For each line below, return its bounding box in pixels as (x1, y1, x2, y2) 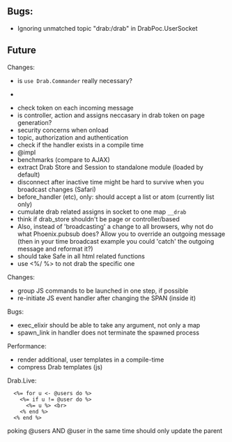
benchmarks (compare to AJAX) (17, 155, 110, 163)
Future (7, 45, 37, 57)
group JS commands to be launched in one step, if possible (17, 286, 189, 295)
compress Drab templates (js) (17, 362, 103, 371)
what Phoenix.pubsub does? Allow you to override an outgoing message (17, 230, 226, 238)
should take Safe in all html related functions (17, 251, 145, 260)
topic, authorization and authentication (17, 133, 129, 142)
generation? (17, 118, 52, 126)
